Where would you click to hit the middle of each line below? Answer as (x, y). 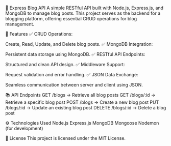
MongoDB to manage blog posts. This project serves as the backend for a (83, 13)
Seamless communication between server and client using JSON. (74, 85)
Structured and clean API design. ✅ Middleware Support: (65, 64)
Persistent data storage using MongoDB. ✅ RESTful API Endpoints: (75, 54)
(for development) (24, 128)
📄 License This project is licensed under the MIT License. (66, 138)
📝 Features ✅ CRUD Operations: (39, 34)
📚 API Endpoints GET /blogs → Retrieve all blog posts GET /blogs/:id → (80, 95)
